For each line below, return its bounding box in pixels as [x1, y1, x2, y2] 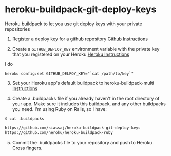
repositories [5, 26, 30, 32]
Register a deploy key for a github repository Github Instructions [12, 36, 148, 42]
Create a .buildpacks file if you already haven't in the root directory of [12, 95, 160, 101]
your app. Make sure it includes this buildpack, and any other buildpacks [12, 101, 166, 107]
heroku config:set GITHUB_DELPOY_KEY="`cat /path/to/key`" [5, 71, 134, 76]
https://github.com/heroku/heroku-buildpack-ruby [5, 130, 113, 135]
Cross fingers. [12, 145, 43, 151]
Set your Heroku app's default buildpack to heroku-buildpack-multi [12, 80, 155, 86]
